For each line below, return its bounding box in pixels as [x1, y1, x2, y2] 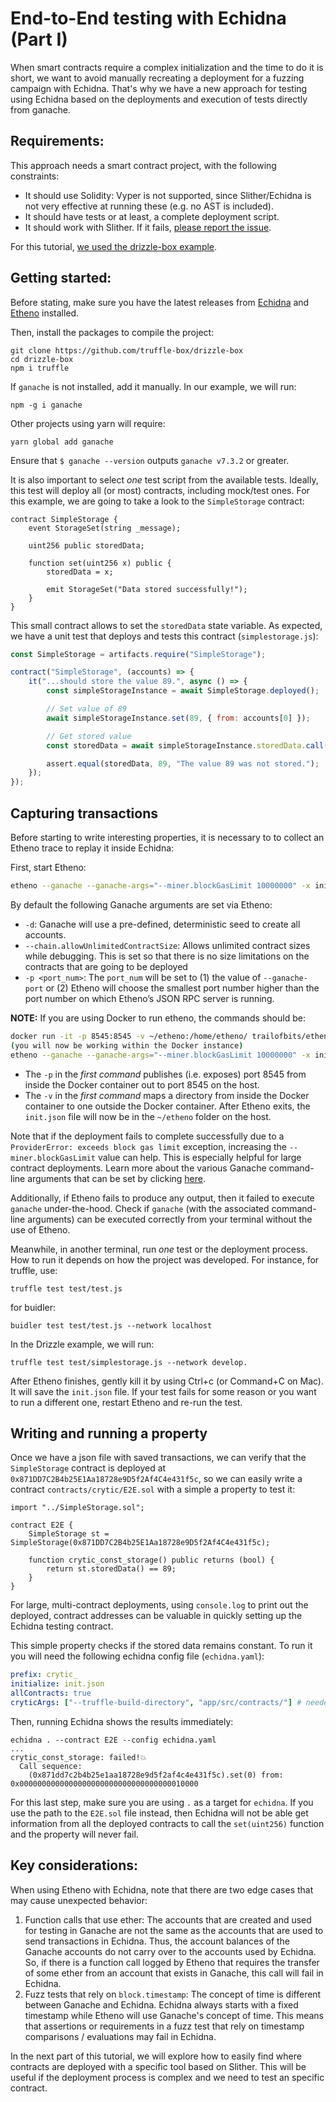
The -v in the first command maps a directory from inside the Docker [24, 1089, 310, 1101]
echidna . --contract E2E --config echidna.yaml [10, 1735, 217, 1745]
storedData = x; [46, 567, 114, 577]
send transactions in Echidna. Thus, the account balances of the [24, 1935, 291, 1947]
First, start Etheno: [10, 862, 87, 873]
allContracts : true [10, 1688, 92, 1699]
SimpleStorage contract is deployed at [10, 1462, 167, 1474]
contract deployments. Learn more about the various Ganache [10, 1162, 267, 1174]
